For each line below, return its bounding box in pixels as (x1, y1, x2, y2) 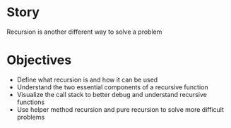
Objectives (6, 52, 72, 68)
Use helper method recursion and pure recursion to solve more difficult (16, 105, 224, 113)
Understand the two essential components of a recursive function (16, 82, 208, 91)
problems (16, 113, 45, 121)
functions (16, 98, 45, 106)
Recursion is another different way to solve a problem (6, 27, 162, 36)
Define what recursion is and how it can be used (16, 75, 158, 84)
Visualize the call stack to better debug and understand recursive (16, 90, 208, 98)
